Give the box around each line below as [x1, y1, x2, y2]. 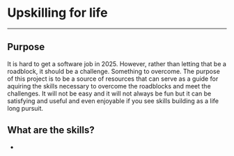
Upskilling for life [7, 5, 108, 21]
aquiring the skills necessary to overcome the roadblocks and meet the [7, 81, 211, 90]
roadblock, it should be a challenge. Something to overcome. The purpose [7, 67, 221, 75]
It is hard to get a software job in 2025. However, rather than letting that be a [7, 59, 226, 68]
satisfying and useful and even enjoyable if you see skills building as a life [7, 96, 219, 105]
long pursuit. [7, 104, 44, 112]
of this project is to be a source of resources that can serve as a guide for [7, 75, 219, 83]
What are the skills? [7, 124, 95, 136]
